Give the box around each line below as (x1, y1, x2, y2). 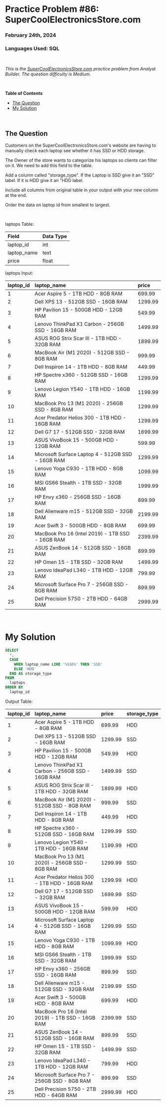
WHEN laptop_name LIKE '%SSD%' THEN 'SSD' (14, 662, 103, 667)
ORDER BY (5, 685, 23, 690)
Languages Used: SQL (5, 45, 60, 52)
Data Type (42, 233, 68, 240)
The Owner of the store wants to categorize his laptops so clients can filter (5, 157, 157, 163)
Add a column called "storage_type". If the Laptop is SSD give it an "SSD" (5, 172, 155, 178)
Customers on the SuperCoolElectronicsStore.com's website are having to (5, 142, 157, 148)
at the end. (5, 192, 27, 198)
